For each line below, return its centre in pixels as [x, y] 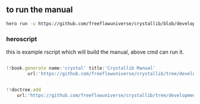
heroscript [22, 39]
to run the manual [40, 10]
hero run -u [21, 23]
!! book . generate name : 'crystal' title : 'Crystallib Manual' [81, 68]
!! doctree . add [24, 90]
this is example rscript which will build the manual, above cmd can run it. [95, 52]
